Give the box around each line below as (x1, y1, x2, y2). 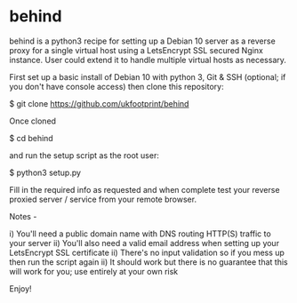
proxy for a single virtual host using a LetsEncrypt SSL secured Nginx (9, 44, 264, 55)
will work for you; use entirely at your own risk (9, 266, 179, 276)
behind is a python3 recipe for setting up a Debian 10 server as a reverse (9, 36, 276, 46)
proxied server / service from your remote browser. (9, 194, 197, 204)
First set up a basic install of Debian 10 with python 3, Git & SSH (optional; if (9, 71, 286, 82)
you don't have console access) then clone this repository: (9, 81, 224, 92)
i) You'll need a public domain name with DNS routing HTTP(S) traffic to (9, 228, 271, 239)
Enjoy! (9, 283, 33, 294)
